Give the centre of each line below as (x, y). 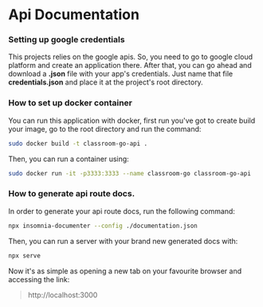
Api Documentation (74, 15)
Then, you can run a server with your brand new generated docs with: (123, 241)
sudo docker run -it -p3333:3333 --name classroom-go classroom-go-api (130, 173)
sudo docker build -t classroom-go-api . (78, 144)
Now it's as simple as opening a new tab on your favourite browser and (125, 271)
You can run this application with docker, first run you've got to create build (132, 120)
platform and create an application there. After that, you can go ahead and (130, 65)
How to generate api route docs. (72, 194)
